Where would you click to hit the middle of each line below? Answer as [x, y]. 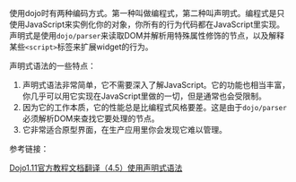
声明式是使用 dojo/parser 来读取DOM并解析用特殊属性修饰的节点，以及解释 [147, 35]
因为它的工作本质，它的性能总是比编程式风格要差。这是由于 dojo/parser [154, 107]
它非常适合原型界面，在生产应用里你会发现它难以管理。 [124, 130]
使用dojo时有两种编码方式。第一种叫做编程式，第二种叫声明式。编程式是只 [147, 13]
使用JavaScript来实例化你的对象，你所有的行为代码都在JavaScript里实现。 [147, 24]
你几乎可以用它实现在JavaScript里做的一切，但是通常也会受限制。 [144, 96]
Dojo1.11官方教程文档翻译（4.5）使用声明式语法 [96, 168]
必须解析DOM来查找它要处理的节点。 [91, 118]
